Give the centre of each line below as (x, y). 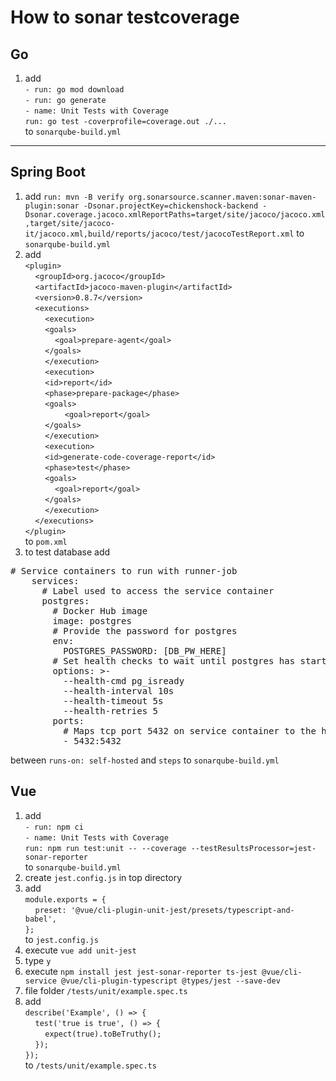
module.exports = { (65, 899)
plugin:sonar (52, 206)
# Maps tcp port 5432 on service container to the (190, 730)
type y (38, 960)
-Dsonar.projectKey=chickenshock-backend (171, 206)
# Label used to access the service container (158, 590)
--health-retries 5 (111, 710)
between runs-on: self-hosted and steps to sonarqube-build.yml (145, 760)
